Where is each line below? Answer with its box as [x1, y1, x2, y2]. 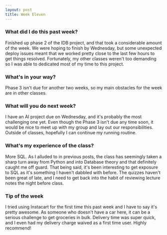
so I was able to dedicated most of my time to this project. [5, 61, 125, 67]
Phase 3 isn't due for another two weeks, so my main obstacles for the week [5, 85, 163, 91]
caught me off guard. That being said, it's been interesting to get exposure [5, 164, 158, 170]
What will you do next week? [5, 103, 76, 110]
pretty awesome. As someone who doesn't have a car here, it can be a [5, 209, 151, 215]
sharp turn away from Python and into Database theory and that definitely [5, 159, 157, 165]
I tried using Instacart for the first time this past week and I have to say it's [5, 204, 158, 210]
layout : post [5, 7, 32, 12]
